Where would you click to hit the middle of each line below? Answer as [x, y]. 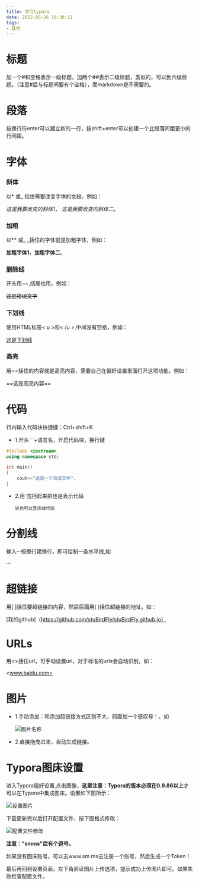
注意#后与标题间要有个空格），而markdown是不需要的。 [87, 84]
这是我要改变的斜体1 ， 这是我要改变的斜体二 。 [62, 209]
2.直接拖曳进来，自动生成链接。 [54, 742]
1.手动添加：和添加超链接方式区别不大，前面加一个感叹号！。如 [92, 716]
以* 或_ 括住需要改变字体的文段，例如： [54, 196]
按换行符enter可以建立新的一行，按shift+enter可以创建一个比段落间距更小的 [98, 128]
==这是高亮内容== [29, 383]
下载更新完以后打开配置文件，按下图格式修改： [63, 818]
